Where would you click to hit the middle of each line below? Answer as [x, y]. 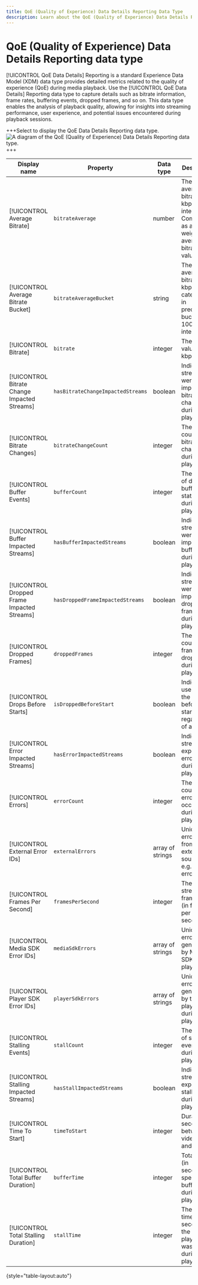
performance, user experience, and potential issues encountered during [93, 113]
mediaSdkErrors [75, 948]
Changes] [23, 453]
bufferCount [70, 492]
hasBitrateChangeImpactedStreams [100, 392]
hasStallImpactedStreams [88, 1088]
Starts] [19, 712]
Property [100, 168]
